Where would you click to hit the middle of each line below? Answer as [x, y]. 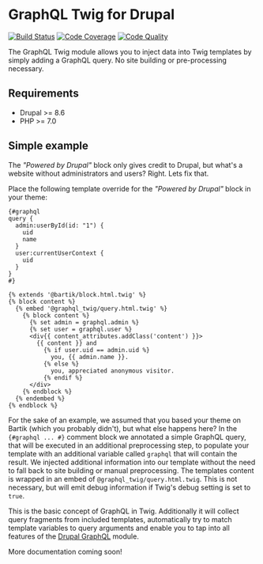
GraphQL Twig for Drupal [92, 15]
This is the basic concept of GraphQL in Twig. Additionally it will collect [124, 511]
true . [17, 495]
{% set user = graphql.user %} [81, 329]
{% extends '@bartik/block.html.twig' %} [77, 294]
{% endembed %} [40, 398]
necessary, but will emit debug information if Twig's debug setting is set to [130, 487]
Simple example [49, 146]
